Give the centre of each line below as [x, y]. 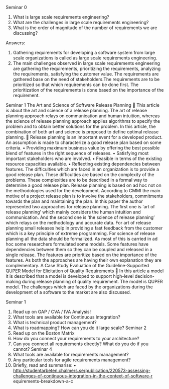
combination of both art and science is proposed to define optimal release [82, 132]
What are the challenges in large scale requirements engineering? [81, 22]
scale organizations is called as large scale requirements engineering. [85, 58]
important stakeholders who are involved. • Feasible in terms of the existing [84, 159]
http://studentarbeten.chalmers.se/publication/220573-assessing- [82, 370]
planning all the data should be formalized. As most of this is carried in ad [82, 239]
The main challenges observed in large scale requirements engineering [86, 63]
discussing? [25, 33]
